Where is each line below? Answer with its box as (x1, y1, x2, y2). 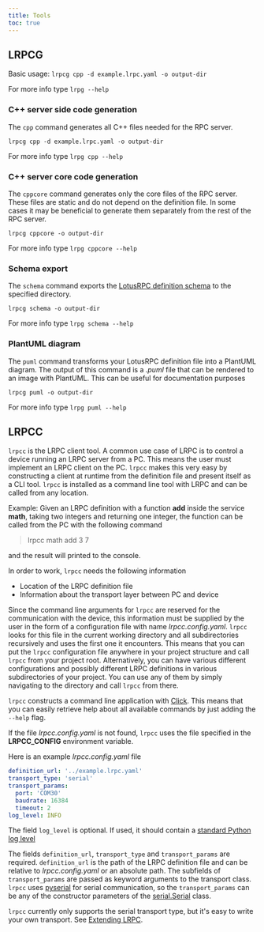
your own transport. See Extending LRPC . (8, 915, 143, 925)
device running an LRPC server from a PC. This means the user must (8, 455, 232, 464)
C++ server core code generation (8, 171, 139, 182)
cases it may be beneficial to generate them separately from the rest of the (8, 206, 251, 215)
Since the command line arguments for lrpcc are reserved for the (8, 606, 221, 615)
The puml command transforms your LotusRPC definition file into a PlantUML (8, 357, 257, 366)
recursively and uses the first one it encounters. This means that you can (8, 639, 246, 648)
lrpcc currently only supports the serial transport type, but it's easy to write (8, 907, 254, 916)
